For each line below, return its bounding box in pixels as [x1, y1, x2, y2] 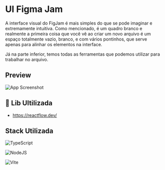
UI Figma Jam [5, 4, 63, 15]
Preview [5, 71, 32, 80]
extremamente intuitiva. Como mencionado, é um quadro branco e [5, 25, 142, 31]
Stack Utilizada [5, 126, 54, 135]
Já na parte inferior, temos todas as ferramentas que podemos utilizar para [5, 51, 160, 57]
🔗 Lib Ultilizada [5, 99, 53, 107]
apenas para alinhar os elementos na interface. [5, 41, 103, 47]
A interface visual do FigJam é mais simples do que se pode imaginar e [5, 20, 153, 26]
